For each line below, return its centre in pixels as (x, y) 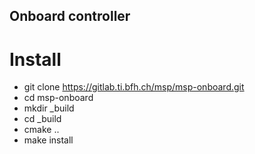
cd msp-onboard (58, 98)
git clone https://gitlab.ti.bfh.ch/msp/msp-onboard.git (134, 87)
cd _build (42, 119)
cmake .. (41, 130)
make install (48, 140)
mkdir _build (49, 108)
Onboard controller (70, 16)
